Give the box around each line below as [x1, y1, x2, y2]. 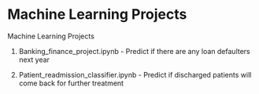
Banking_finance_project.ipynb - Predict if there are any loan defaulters [18, 46, 250, 56]
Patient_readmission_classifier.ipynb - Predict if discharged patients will [18, 70, 252, 79]
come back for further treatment [18, 78, 124, 88]
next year [18, 55, 50, 64]
